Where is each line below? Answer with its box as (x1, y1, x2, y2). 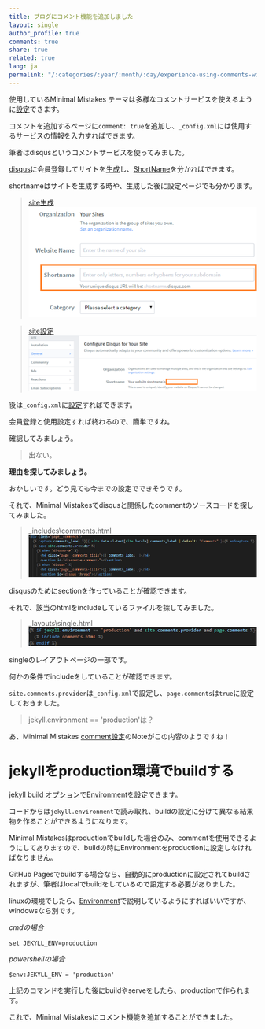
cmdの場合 (9, 922, 44, 932)
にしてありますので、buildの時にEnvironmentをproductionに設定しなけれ (15, 842, 252, 852)
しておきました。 (9, 698, 64, 708)
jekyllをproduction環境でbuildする (9, 762, 235, 779)
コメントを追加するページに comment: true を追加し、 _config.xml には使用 (9, 120, 245, 130)
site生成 (28, 198, 54, 207)
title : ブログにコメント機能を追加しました (9, 13, 134, 20)
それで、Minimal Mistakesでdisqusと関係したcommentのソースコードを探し (9, 501, 254, 510)
